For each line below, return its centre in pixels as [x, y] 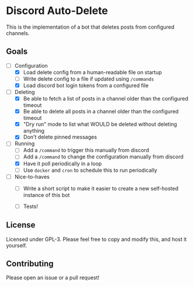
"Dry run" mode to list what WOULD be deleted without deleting [100, 125]
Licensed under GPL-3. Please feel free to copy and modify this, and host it [96, 239]
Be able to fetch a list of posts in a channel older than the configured [106, 99]
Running [25, 144]
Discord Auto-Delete [57, 11]
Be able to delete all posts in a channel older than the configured [101, 112]
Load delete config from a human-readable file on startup [93, 72]
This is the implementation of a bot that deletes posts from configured [90, 27]
